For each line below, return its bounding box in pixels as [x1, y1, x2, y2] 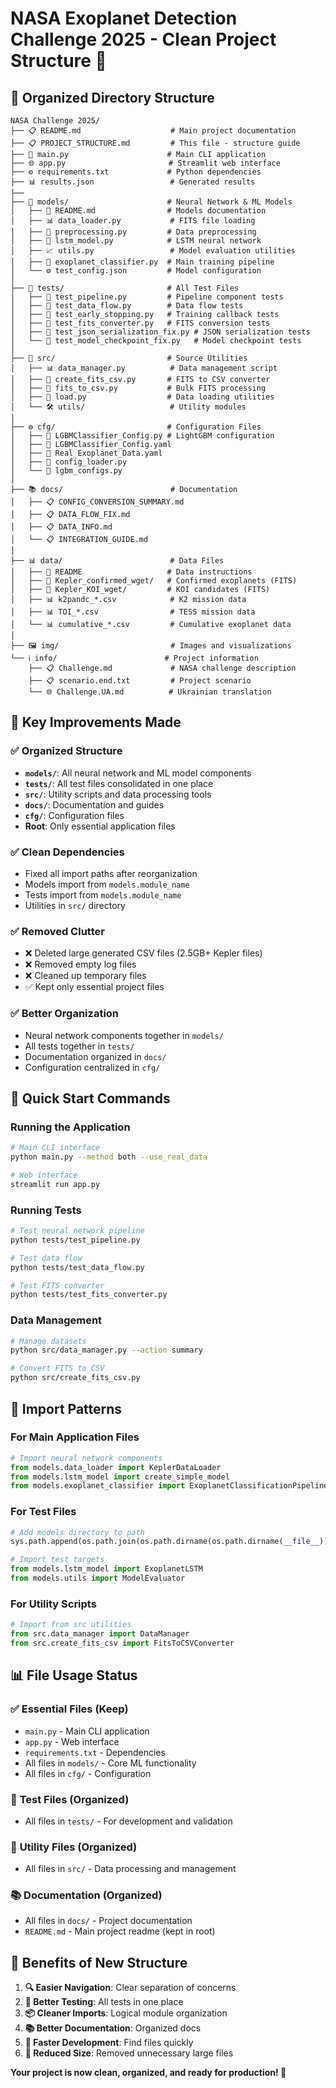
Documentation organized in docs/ [24, 1050, 167, 1062]
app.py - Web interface [24, 1735, 120, 1747]
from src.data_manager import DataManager [10, 1629, 190, 1639]
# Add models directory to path [10, 1527, 145, 1537]
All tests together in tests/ [24, 1040, 135, 1052]
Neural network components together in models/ [24, 1029, 224, 1041]
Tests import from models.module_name [24, 888, 182, 901]
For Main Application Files [10, 1430, 140, 1444]
